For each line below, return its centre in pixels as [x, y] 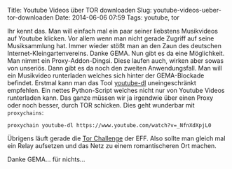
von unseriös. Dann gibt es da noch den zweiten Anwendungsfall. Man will [115, 68]
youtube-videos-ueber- [187, 10]
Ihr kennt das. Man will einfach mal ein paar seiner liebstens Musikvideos [113, 31]
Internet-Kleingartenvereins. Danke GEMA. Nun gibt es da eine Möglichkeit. [116, 53]
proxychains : [26, 112]
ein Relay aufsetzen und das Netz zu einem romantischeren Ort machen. [112, 146]
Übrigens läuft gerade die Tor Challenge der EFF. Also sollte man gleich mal [116, 138]
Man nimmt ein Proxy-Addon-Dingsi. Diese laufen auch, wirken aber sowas [116, 61]
